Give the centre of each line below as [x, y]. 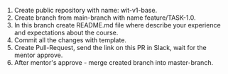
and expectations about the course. [66, 32]
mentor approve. [38, 55]
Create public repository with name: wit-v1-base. [86, 10]
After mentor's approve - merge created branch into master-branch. [114, 62]
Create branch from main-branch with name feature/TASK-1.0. [105, 18]
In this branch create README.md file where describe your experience [118, 25]
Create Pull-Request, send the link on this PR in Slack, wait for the [110, 48]
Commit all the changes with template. [70, 40]
